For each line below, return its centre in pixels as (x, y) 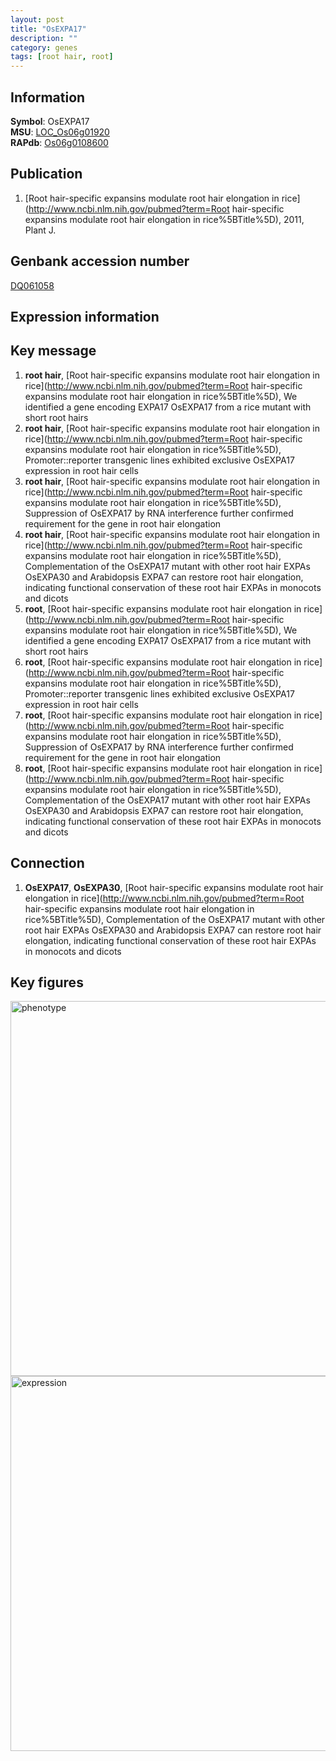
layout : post (37, 19)
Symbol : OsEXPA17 (50, 121)
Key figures (47, 982)
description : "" (44, 38)
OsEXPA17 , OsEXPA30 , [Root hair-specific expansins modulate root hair (174, 887)
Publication (46, 174)
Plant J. (40, 230)
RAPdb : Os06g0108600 (59, 142)
